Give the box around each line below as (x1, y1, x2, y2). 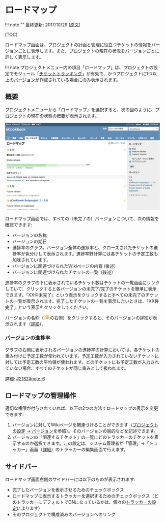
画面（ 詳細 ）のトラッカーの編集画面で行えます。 (29, 447, 129, 453)
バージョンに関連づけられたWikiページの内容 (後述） (12, 263, 119, 269)
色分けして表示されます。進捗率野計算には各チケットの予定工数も (25, 251, 158, 257)
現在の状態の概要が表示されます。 (30, 113, 100, 119)
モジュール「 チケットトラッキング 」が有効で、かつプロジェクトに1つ (13, 70, 153, 76)
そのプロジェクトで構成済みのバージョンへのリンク (12, 512, 116, 518)
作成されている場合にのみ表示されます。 (39, 77, 121, 83)
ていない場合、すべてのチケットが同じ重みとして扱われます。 (5, 365, 129, 371)
